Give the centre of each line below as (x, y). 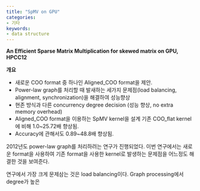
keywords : (19, 28)
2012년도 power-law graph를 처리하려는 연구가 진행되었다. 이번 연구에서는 (94, 147)
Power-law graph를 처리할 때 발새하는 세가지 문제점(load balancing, (96, 90)
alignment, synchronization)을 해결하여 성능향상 (72, 98)
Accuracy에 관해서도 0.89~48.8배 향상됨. (64, 134)
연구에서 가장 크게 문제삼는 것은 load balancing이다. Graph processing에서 (95, 174)
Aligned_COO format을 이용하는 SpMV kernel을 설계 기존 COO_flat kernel (103, 119)
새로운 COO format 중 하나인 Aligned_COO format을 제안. (84, 83)
